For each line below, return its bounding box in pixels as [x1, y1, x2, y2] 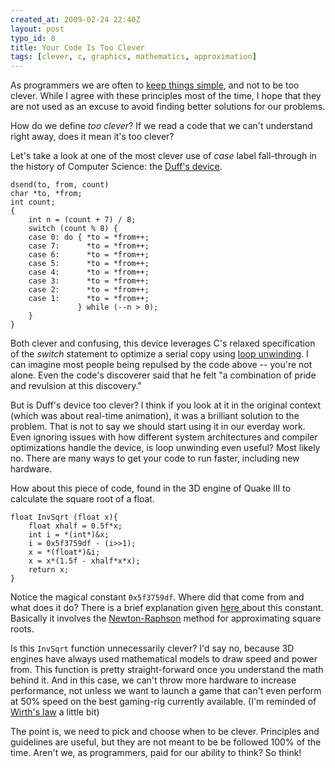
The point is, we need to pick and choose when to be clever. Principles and [10, 726, 320, 738]
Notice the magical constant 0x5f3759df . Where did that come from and [10, 591, 305, 603]
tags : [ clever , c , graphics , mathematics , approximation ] [10, 52, 257, 62]
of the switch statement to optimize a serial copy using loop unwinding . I [10, 348, 309, 360]
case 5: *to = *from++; [28, 259, 150, 269]
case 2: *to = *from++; [28, 285, 150, 295]
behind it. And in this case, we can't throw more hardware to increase [10, 674, 297, 686]
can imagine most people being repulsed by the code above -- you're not [10, 359, 313, 371]
